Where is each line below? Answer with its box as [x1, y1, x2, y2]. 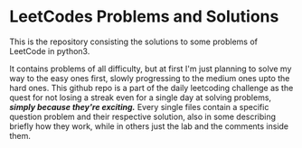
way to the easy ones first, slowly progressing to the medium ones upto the [9, 72, 290, 83]
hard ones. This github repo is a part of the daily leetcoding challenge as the [9, 82, 294, 93]
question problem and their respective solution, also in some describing [9, 111, 277, 122]
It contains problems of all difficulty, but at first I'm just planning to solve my [9, 63, 292, 74]
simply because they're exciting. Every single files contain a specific [9, 101, 269, 112]
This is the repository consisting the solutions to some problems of [9, 36, 258, 47]
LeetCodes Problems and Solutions [9, 6, 279, 27]
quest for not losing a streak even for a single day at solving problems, [9, 92, 272, 103]
